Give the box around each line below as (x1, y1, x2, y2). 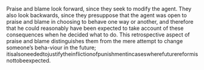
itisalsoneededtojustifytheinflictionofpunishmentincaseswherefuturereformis (6, 51, 199, 57)
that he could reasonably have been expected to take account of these (6, 24, 184, 32)
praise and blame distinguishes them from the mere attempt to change (6, 38, 183, 44)
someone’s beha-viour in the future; (6, 44, 96, 51)
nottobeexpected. (6, 57, 51, 64)
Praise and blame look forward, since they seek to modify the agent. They (6, 5, 192, 12)
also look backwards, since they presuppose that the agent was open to (6, 12, 187, 19)
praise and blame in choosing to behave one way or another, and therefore (6, 18, 194, 25)
